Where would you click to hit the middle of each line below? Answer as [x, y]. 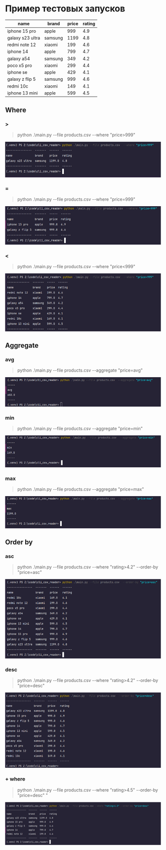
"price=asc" [29, 572]
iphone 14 [18, 52]
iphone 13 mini [22, 93]
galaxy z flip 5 [21, 79]
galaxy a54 [19, 58]
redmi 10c [18, 86]
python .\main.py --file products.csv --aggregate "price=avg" [80, 370]
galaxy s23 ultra [24, 38]
